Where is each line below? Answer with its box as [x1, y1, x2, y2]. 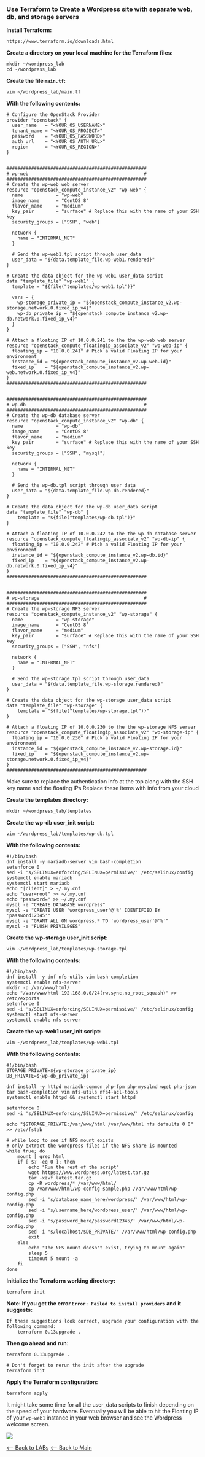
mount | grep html [17, 1154, 64, 1160]
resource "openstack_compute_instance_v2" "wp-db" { [6, 418, 144, 424]
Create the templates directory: [6, 796, 88, 804]
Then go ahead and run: [6, 1340, 69, 1347]
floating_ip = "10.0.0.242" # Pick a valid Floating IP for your [12, 542, 183, 548]
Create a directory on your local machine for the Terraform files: [6, 49, 173, 56]
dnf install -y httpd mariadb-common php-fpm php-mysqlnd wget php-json [6, 1084, 196, 1090]
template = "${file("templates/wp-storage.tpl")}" [17, 708, 150, 714]
